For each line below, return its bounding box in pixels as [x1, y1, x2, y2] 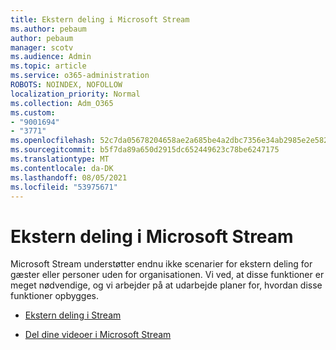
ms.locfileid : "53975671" [10, 182, 118, 192]
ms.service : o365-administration [10, 71, 150, 81]
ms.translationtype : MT [10, 154, 110, 164]
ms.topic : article [10, 61, 87, 71]
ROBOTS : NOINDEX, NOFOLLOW [10, 80, 123, 90]
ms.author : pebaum [10, 24, 87, 34]
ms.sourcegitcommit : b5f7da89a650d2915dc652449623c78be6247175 [10, 145, 280, 155]
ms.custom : [10, 107, 56, 118]
